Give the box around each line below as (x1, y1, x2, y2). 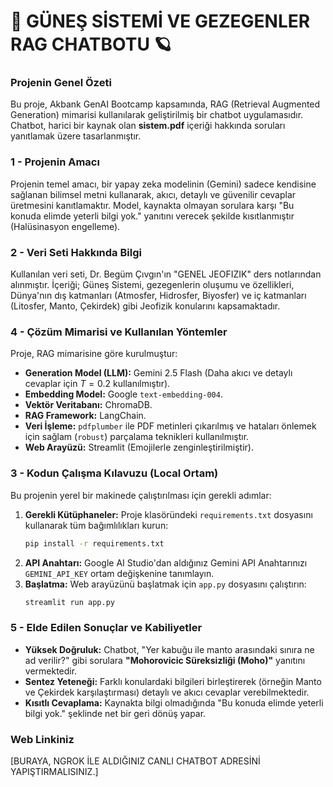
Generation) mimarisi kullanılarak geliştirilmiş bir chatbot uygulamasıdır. (10, 109, 304, 121)
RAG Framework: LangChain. (24, 410, 147, 422)
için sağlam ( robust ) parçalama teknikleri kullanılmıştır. (24, 431, 250, 443)
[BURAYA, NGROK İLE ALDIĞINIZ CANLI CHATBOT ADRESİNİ (10, 755, 261, 767)
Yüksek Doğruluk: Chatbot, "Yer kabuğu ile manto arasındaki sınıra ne (24, 643, 315, 655)
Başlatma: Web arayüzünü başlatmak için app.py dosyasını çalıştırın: (24, 578, 307, 590)
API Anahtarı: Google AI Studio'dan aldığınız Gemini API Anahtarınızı (24, 556, 308, 569)
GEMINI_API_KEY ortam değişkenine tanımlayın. (24, 567, 215, 579)
